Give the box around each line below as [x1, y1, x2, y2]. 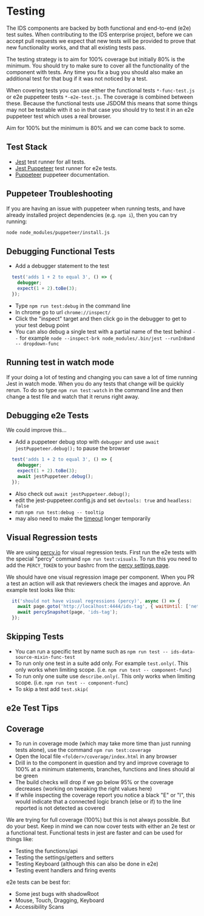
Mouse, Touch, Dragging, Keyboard [15, 897, 104, 904]
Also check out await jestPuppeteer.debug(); [15, 490, 131, 497]
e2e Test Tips [6, 703, 59, 714]
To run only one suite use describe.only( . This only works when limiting [15, 672, 195, 680]
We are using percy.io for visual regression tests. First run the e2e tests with [6, 548, 197, 556]
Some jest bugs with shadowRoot [15, 890, 99, 898]
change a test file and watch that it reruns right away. [6, 393, 140, 400]
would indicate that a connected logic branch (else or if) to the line [15, 798, 182, 805]
